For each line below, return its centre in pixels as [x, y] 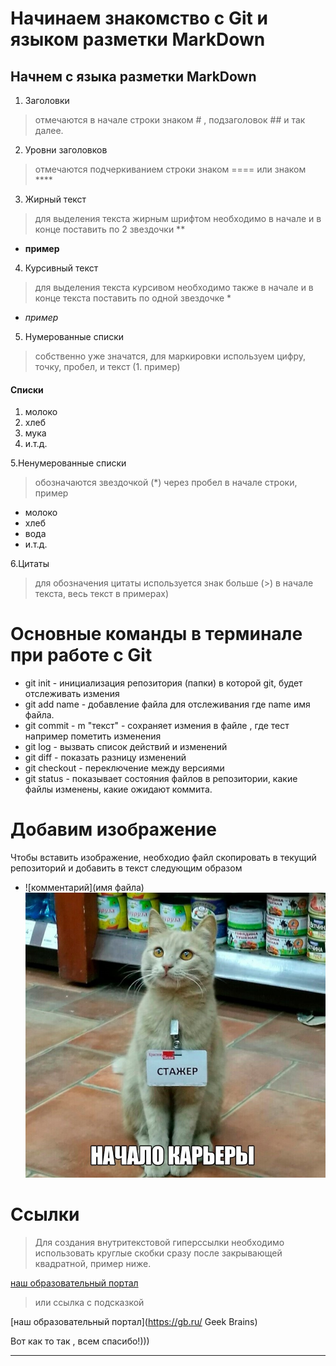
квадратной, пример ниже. [93, 1263]
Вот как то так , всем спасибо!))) [80, 1341]
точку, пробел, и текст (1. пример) [107, 366]
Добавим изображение [113, 829]
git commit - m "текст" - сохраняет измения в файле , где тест [157, 726]
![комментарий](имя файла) [84, 888]
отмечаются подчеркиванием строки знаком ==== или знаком [170, 169]
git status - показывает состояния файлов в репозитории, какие [161, 779]
